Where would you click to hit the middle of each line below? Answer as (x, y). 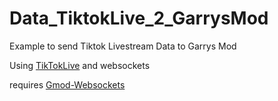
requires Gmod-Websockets (67, 84)
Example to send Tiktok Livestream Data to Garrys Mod (123, 46)
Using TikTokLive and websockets (80, 65)
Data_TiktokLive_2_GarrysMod (139, 18)
